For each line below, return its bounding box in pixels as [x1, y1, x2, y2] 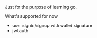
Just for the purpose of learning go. [5, 4, 77, 10]
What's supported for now [5, 13, 58, 19]
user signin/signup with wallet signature [12, 23, 93, 28]
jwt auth [12, 28, 29, 33]
